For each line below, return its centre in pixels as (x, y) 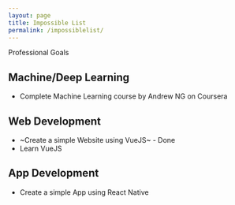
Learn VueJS (41, 148)
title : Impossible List (47, 23)
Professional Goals (39, 53)
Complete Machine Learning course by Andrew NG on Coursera (123, 96)
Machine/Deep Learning (69, 77)
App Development (54, 173)
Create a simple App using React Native (84, 192)
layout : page (30, 15)
